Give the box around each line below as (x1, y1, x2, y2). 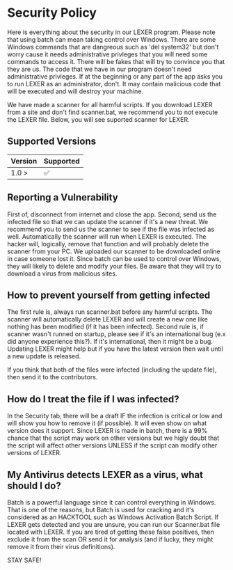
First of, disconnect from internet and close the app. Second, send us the (7, 210, 217, 219)
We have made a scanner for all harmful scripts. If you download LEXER (7, 100, 214, 109)
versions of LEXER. (7, 449, 62, 457)
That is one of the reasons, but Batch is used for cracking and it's (7, 506, 195, 514)
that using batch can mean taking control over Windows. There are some (7, 35, 216, 43)
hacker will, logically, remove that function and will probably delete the (7, 239, 209, 248)
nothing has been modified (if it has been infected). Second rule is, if (7, 322, 204, 331)
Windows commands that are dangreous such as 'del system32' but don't (7, 42, 219, 51)
